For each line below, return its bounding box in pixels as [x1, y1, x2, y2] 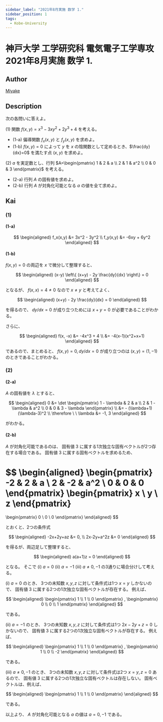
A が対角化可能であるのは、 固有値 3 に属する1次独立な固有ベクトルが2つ [5, 443, 152, 449]
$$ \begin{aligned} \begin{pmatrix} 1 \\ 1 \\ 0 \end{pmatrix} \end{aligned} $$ [5, 691, 159, 697]
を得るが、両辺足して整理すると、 [5, 544, 73, 550]
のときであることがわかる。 [5, 354, 61, 361]
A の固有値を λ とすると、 [5, 390, 57, 396]
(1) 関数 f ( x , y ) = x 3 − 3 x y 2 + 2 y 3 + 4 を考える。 [5, 125, 99, 132]
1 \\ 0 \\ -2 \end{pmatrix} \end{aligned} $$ [40, 648, 124, 654]
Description [5, 102, 42, 110]
